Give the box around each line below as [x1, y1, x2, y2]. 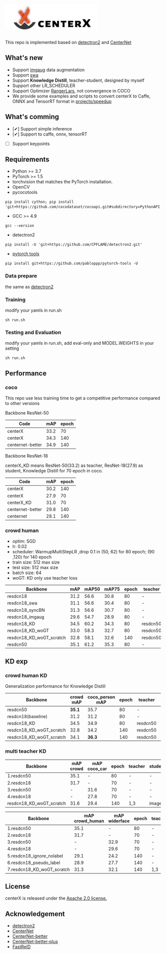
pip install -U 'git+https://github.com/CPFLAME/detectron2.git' [5, 242, 142, 247]
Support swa [12, 72, 39, 78]
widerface [108, 818, 130, 824]
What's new [5, 53, 43, 62]
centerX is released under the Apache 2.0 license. [5, 895, 107, 901]
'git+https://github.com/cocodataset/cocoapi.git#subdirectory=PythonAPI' [5, 204, 163, 210]
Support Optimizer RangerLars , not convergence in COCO [12, 88, 131, 93]
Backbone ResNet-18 [5, 453, 48, 458]
